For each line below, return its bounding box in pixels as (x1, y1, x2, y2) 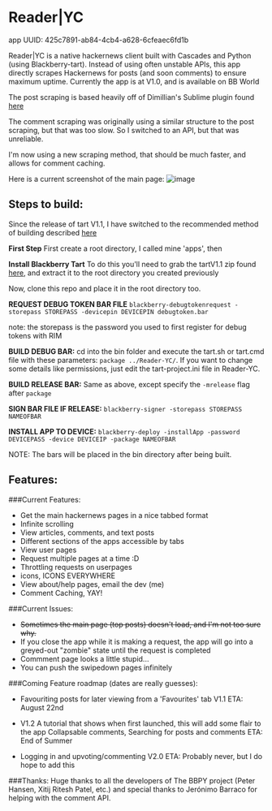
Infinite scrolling (19, 519, 75, 528)
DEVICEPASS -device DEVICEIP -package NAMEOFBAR (8, 435, 176, 443)
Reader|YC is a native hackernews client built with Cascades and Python (8, 50, 252, 60)
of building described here (8, 227, 97, 237)
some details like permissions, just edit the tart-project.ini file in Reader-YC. (8, 364, 261, 373)
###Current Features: (8, 494, 81, 504)
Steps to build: (8, 197, 84, 211)
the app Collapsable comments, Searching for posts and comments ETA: (19, 727, 263, 736)
